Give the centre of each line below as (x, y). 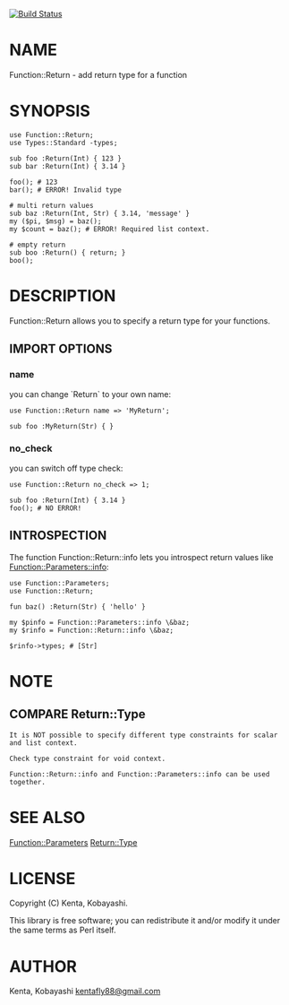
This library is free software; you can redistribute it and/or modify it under (145, 921)
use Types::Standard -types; (64, 143)
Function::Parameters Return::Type (73, 842)
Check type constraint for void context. (88, 758)
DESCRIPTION (63, 296)
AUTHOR (43, 966)
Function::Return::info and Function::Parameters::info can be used (140, 774)
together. (28, 782)
